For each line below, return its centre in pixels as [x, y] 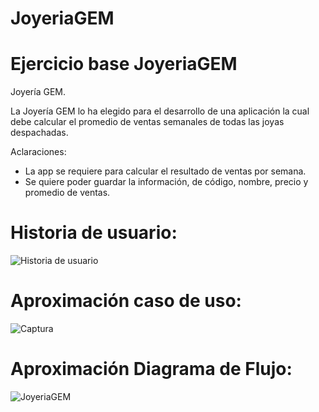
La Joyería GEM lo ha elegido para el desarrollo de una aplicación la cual [160, 111]
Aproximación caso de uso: [126, 301]
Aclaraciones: [38, 152]
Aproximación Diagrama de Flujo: [151, 369]
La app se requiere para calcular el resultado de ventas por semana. [165, 171]
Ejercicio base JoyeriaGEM [124, 64]
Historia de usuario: [94, 233]
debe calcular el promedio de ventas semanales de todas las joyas [147, 122]
